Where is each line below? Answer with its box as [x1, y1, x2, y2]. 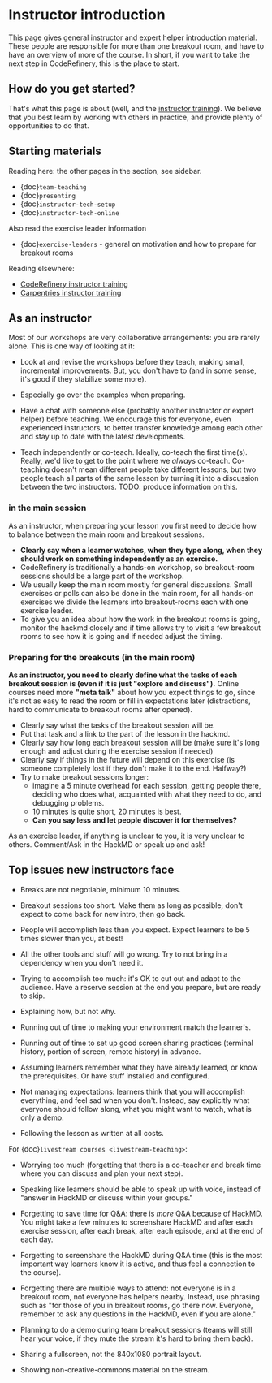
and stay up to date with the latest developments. [19, 432, 185, 442]
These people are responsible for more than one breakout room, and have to [8, 41, 265, 50]
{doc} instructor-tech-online [19, 207, 119, 217]
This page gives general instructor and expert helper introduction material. [8, 32, 257, 42]
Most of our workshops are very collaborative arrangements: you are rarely [8, 333, 260, 343]
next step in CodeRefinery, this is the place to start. [8, 58, 180, 68]
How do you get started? [8, 82, 136, 96]
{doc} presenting [19, 190, 76, 200]
